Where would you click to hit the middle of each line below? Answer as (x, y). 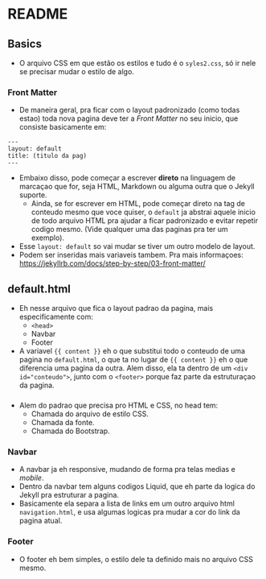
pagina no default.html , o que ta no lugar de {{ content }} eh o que (133, 360)
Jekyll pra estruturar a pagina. (69, 495)
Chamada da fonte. (63, 423)
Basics (25, 44)
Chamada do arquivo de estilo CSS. (90, 414)
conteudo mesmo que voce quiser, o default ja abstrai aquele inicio (143, 212)
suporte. (33, 195)
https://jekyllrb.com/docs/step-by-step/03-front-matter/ (112, 263)
